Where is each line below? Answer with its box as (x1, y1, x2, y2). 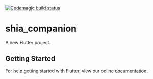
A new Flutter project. (5, 39, 51, 45)
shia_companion (5, 23, 77, 34)
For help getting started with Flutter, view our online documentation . (5, 68, 148, 74)
